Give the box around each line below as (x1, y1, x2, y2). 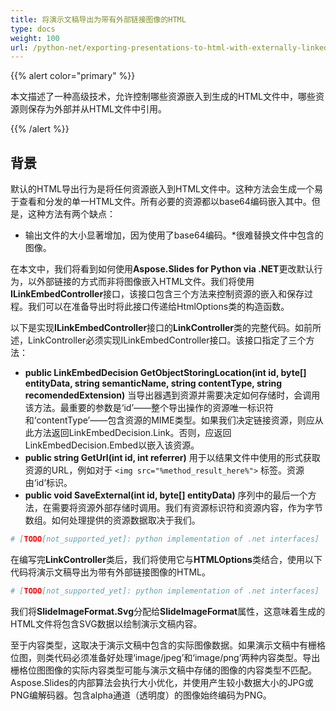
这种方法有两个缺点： (27, 208, 116, 220)
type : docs (10, 24, 56, 34)
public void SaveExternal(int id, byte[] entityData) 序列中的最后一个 (24, 489, 308, 501)
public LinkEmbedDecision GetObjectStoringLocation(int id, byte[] (24, 367, 307, 379)
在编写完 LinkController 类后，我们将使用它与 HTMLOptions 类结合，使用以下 (10, 553, 323, 565)
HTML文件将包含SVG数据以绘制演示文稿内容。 (10, 617, 203, 630)
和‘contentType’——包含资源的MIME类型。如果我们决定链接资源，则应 (24, 414, 315, 426)
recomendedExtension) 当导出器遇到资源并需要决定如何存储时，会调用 (24, 389, 321, 401)
